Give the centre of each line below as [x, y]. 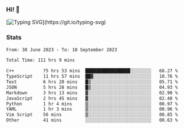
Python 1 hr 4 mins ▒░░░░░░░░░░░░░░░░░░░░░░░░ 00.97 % [92, 104]
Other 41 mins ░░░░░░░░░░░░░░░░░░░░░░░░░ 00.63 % [92, 120]
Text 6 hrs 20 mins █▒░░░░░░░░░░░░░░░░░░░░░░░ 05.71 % [92, 82]
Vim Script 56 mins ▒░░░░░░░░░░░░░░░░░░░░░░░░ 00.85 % [92, 115]
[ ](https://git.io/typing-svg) [56, 22]
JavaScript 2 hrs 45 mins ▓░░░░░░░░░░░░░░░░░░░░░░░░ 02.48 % [92, 98]
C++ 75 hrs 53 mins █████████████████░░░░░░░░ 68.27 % [92, 71]
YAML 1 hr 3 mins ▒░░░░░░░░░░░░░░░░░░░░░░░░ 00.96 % [92, 109]
